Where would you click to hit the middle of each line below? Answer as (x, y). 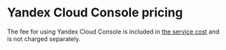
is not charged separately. (44, 38)
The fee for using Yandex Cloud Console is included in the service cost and (113, 32)
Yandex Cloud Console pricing (95, 13)
